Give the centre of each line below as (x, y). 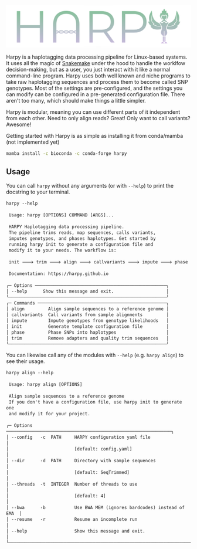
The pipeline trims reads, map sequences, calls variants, (82, 233)
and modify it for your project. (50, 414)
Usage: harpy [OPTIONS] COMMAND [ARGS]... (61, 215)
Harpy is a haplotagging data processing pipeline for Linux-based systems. (97, 57)
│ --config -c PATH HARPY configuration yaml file (78, 438)
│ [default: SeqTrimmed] (68, 473)
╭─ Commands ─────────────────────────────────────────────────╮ (87, 303)
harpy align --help (30, 373)
